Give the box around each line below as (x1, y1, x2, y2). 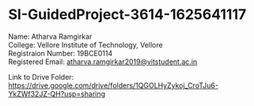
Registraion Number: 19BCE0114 (8, 48, 113, 58)
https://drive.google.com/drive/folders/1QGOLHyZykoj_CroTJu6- (8, 81, 219, 90)
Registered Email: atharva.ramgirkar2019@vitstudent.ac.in (8, 57, 198, 66)
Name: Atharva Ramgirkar (8, 32, 93, 41)
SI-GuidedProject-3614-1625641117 (8, 6, 247, 24)
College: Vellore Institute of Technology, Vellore (8, 40, 164, 49)
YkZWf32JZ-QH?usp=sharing (8, 89, 105, 98)
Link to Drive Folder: (8, 72, 74, 81)
